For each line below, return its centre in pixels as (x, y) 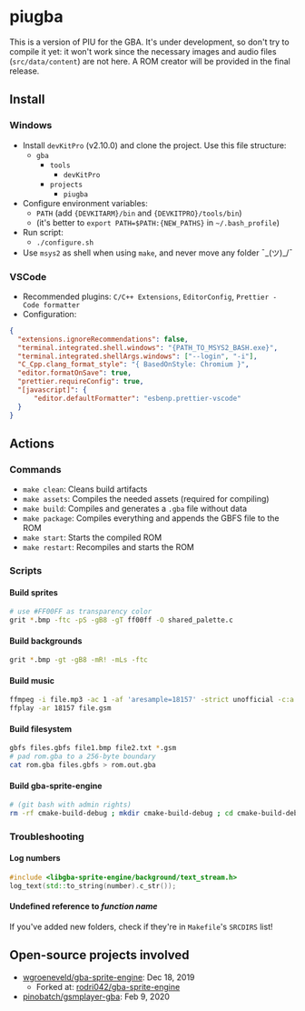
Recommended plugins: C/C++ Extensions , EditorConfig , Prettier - (150, 296)
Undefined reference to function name (84, 906)
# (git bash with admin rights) (70, 805)
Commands (35, 469)
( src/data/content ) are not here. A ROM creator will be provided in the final (150, 61)
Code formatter (51, 305)
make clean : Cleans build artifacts (85, 489)
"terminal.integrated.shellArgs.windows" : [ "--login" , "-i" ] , (138, 356)
